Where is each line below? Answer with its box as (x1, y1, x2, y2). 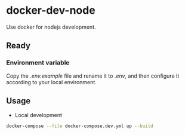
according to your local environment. (6, 78, 97, 85)
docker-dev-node (6, 4, 95, 17)
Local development (14, 112, 63, 119)
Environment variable (6, 59, 70, 67)
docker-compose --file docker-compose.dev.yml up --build (6, 123, 153, 129)
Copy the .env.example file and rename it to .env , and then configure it (6, 72, 180, 79)
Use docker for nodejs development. (6, 23, 96, 30)
